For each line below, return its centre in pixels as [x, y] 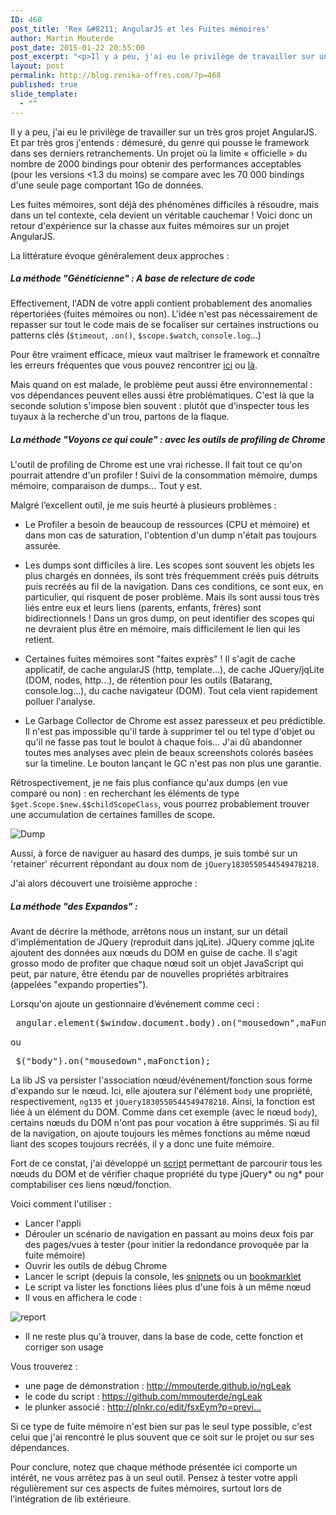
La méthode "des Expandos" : [74, 907]
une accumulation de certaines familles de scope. [113, 815]
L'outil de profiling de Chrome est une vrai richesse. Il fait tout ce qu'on [156, 465]
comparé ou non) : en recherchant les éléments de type [125, 793]
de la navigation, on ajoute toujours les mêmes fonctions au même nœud [160, 1133]
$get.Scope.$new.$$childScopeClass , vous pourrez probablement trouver [160, 804]
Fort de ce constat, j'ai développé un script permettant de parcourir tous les [166, 1163]
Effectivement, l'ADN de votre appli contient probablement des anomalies [161, 303]
